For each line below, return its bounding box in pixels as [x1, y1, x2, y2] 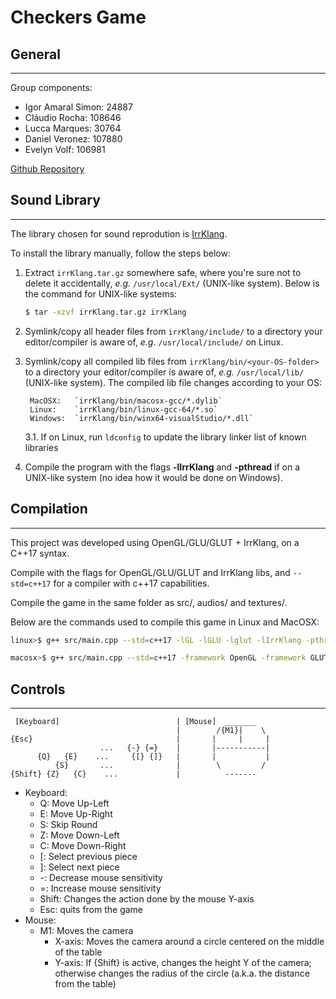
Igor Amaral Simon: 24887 [24, 101, 133, 113]
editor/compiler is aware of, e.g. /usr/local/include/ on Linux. [24, 336, 284, 348]
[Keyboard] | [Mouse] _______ [14, 717, 257, 727]
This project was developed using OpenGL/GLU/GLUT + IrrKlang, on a [10, 536, 300, 548]
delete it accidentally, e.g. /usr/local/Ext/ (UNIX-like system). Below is [24, 277, 320, 289]
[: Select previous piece [39, 851, 138, 863]
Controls [10, 681, 66, 698]
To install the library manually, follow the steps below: [10, 247, 231, 259]
